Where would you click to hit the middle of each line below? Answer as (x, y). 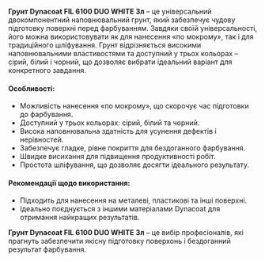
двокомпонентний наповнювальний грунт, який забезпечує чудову (122, 20)
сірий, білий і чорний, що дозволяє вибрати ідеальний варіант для (120, 62)
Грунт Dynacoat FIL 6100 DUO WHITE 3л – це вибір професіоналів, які (126, 233)
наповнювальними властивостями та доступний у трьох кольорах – (123, 53)
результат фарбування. (47, 249)
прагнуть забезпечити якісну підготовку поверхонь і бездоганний (119, 241)
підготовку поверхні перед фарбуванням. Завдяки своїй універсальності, (133, 28)
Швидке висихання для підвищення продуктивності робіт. (117, 157)
